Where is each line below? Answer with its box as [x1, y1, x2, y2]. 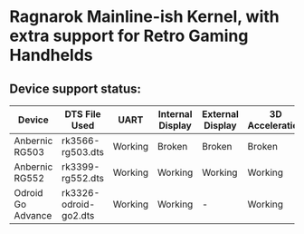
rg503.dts [62, 146, 104, 158]
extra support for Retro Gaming [9, 25, 249, 46]
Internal [157, 108, 193, 120]
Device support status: [9, 81, 142, 96]
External [202, 108, 240, 120]
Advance [14, 210, 52, 221]
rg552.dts [62, 172, 104, 184]
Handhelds [9, 45, 93, 65]
